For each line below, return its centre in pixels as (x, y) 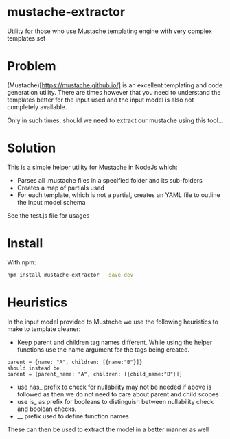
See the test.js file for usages (48, 215)
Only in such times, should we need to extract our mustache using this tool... (115, 120)
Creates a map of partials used (61, 188)
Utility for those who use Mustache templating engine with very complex (110, 31)
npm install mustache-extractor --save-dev (70, 275)
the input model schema (51, 202)
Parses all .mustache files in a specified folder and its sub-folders (110, 180)
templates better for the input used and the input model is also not (101, 100)
